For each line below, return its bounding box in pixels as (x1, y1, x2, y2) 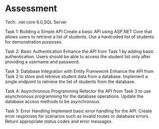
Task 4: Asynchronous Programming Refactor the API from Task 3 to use (5, 88, 151, 94)
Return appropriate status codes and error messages (5, 118, 112, 124)
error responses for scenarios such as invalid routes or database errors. (5, 113, 150, 119)
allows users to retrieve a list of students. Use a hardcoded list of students (5, 34, 155, 40)
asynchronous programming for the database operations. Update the (5, 93, 144, 99)
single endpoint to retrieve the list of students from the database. (5, 79, 136, 85)
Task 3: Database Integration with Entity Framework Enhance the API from (5, 68, 154, 74)
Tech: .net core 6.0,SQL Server (5, 19, 67, 25)
